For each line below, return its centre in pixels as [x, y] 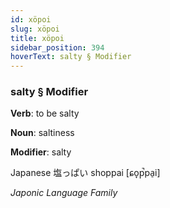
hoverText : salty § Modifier [71, 57]
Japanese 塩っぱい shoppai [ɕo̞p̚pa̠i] [85, 173]
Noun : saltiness [42, 133]
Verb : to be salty [45, 113]
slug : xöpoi [35, 29]
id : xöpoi [31, 19]
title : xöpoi [37, 38]
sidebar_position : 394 [57, 47]
